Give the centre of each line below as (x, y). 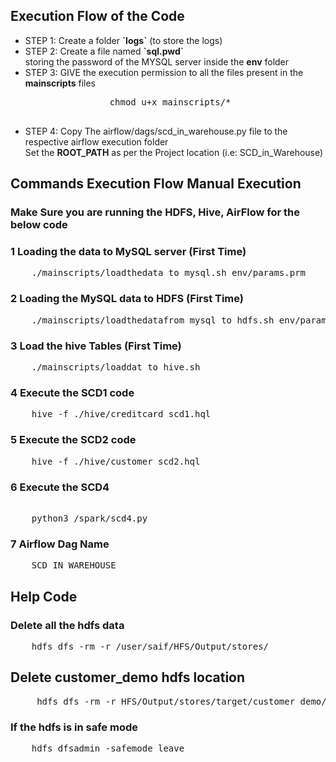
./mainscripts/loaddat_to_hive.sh (116, 367)
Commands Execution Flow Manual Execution (156, 184)
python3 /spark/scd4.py (89, 518)
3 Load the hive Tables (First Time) (96, 346)
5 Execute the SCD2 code (73, 440)
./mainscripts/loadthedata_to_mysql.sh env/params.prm (169, 273)
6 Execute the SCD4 (60, 487)
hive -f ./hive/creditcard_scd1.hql (121, 414)
